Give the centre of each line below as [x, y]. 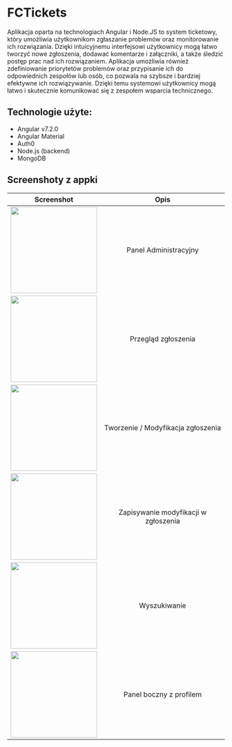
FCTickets [37, 13]
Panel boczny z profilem [163, 694]
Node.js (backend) [43, 151]
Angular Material [41, 136]
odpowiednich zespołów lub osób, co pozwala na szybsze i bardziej [104, 76]
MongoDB [31, 158]
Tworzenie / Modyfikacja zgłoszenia [163, 427]
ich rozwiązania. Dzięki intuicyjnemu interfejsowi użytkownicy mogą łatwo [112, 46]
